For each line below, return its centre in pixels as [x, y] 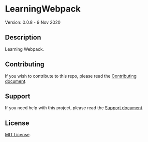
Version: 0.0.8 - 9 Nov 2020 [33, 22]
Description [23, 37]
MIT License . [18, 135]
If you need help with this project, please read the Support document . [74, 108]
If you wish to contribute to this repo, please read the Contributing [71, 76]
